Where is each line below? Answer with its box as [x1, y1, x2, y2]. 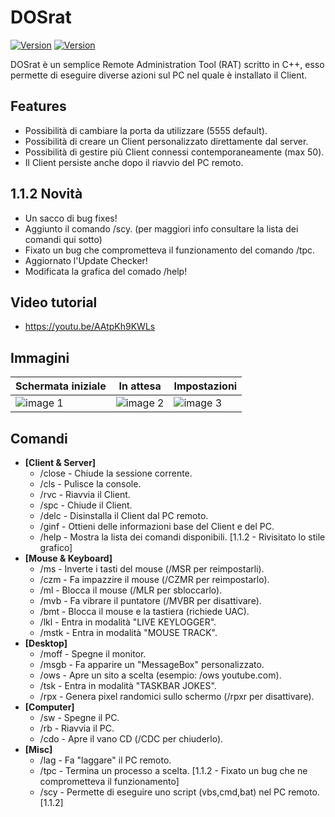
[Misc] [24, 744, 53, 755]
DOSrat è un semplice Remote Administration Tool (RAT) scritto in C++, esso [10, 58, 325, 70]
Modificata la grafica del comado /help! [24, 265, 188, 277]
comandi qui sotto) [24, 233, 103, 245]
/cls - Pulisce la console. [39, 478, 142, 490]
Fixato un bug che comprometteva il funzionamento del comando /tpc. [24, 244, 316, 256]
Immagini [10, 349, 70, 366]
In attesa [118, 379, 162, 393]
